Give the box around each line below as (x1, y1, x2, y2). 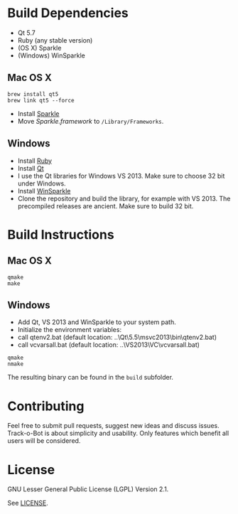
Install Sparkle (17, 109, 60, 118)
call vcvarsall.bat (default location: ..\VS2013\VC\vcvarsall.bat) (17, 341, 200, 349)
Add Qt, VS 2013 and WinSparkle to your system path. (17, 318, 176, 326)
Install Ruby (17, 156, 52, 165)
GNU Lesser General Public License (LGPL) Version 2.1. (7, 485, 169, 493)
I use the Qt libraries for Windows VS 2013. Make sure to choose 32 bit (17, 171, 225, 180)
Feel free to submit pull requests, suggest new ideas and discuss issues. (7, 422, 220, 430)
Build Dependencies (7, 5, 129, 21)
